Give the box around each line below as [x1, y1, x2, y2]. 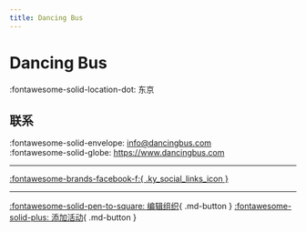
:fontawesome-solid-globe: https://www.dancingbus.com [9, 147, 225, 158]
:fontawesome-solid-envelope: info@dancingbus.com [9, 137, 212, 148]
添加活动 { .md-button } [51, 212, 137, 223]
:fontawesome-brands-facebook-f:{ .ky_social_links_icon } [9, 174, 229, 185]
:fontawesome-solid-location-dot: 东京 [9, 84, 155, 95]
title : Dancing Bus [9, 13, 84, 23]
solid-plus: [9, 212, 50, 223]
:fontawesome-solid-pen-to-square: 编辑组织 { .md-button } [9, 201, 233, 212]
